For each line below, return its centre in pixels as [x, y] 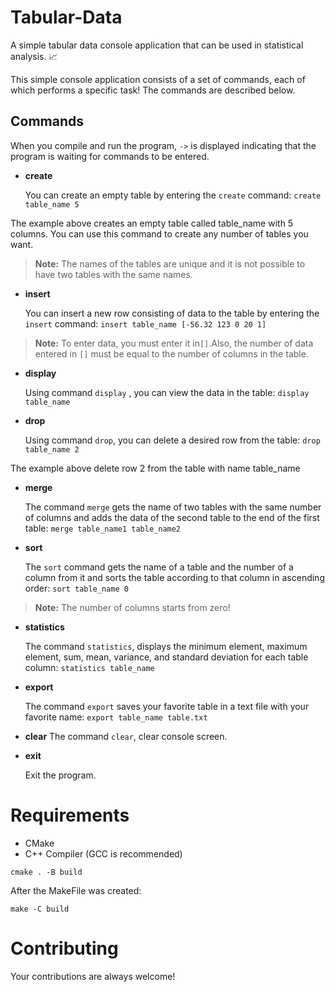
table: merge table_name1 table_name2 [103, 528]
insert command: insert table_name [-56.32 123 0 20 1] [145, 323]
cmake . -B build [46, 872]
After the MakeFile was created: [76, 890]
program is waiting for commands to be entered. [110, 156]
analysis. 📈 [34, 56]
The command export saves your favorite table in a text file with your [167, 706]
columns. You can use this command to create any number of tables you [159, 233]
